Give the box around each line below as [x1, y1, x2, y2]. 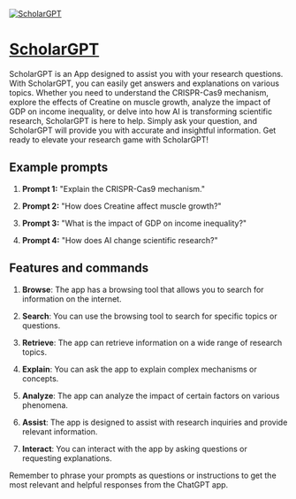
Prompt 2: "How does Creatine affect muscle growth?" [21, 200, 223, 211]
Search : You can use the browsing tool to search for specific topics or [21, 311, 277, 321]
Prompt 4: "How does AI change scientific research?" [21, 234, 218, 245]
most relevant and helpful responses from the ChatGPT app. [9, 479, 229, 490]
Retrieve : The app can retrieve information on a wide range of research [21, 337, 283, 348]
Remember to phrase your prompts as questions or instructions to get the [9, 470, 277, 480]
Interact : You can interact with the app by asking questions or [21, 443, 247, 454]
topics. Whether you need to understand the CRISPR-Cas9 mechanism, [9, 87, 269, 97]
